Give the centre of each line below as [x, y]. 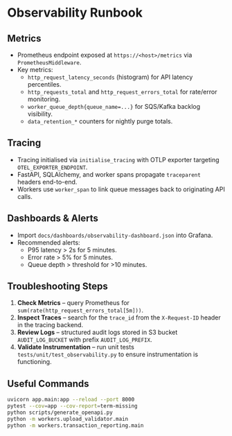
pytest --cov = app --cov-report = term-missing [72, 406]
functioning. [34, 362]
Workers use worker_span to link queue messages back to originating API [121, 189]
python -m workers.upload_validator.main [68, 419]
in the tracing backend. [50, 325]
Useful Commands [48, 384]
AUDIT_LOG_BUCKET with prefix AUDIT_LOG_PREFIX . [84, 340]
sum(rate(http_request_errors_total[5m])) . [80, 311]
